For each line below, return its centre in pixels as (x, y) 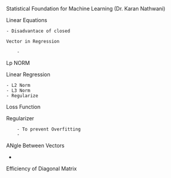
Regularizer (20, 118)
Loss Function (23, 107)
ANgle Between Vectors (35, 146)
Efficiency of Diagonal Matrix (42, 168)
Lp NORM (18, 63)
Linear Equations (27, 20)
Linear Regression (28, 74)
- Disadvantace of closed (38, 31)
